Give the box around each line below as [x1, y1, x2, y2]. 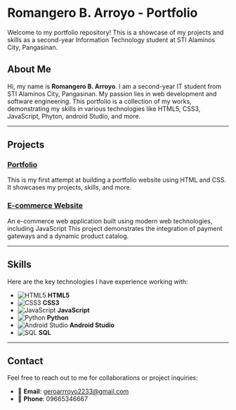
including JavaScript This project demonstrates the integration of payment [7, 224, 223, 232]
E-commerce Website [7, 201, 83, 211]
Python [46, 313, 69, 322]
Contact [7, 355, 44, 366]
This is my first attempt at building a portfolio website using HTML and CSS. [7, 176, 227, 184]
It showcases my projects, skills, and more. [7, 183, 132, 192]
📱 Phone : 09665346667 [17, 395, 88, 403]
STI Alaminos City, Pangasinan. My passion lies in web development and [7, 89, 217, 98]
